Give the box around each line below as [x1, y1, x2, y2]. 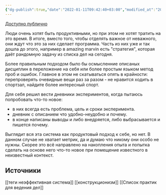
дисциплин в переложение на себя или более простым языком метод [5, 66, 154, 72]
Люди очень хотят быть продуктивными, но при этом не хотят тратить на [5, 30, 161, 36]
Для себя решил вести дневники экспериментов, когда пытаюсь [5, 91, 143, 97]
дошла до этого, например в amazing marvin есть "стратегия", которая [5, 46, 155, 52]
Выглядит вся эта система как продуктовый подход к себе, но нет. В [5, 131, 151, 137]
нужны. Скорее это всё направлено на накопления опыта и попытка [5, 141, 150, 148]
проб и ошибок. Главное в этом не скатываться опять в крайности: [5, 71, 148, 77]
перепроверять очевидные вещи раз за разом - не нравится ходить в [5, 76, 153, 82]
